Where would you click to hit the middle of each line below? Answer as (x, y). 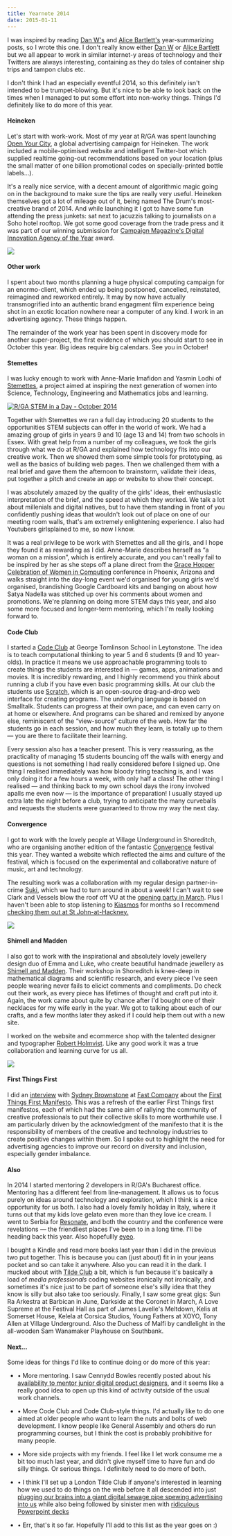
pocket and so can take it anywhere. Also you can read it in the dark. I (107, 1265)
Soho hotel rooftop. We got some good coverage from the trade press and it (116, 223)
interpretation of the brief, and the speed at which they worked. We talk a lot (116, 500)
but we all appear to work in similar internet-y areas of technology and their (115, 54)
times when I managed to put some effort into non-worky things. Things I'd (114, 97)
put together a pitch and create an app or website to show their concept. (111, 479)
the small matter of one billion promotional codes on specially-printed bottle (115, 165)
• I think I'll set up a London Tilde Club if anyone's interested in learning (119, 1482)
